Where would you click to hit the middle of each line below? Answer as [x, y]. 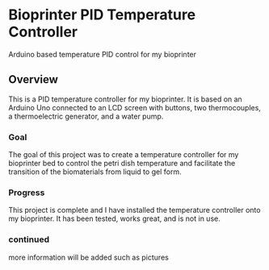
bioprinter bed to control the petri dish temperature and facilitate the [122, 164]
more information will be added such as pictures [89, 257]
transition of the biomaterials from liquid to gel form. [95, 172]
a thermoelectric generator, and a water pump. [86, 116]
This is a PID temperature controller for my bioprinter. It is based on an [125, 99]
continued [29, 239]
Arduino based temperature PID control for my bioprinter [102, 54]
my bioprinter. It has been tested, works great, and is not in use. [114, 218]
